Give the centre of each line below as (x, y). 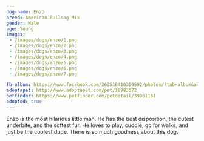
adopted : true (24, 102)
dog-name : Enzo (25, 12)
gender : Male (23, 23)
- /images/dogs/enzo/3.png (43, 51)
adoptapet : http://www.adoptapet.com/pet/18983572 (72, 90)
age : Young (20, 29)
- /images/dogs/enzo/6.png (43, 68)
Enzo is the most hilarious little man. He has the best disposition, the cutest (100, 119)
